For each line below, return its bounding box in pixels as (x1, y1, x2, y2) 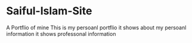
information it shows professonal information (6, 30, 116, 37)
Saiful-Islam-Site (6, 4, 92, 18)
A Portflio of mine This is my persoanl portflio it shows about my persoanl (6, 24, 187, 31)
